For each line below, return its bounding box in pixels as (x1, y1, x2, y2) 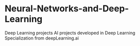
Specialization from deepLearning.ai (4, 35, 79, 41)
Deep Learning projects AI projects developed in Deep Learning (4, 30, 136, 36)
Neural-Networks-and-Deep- (4, 3, 129, 14)
